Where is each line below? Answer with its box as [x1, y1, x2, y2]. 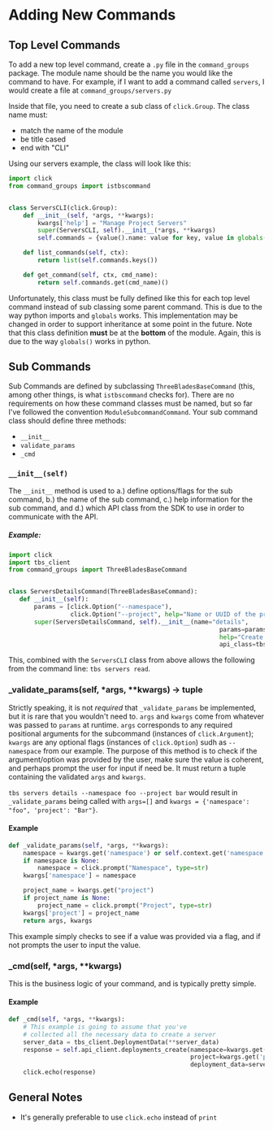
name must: [8, 110, 49, 120]
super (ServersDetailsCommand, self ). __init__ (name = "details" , [33, 618, 249, 626]
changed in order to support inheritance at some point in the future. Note [8, 319, 253, 328]
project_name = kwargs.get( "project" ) [23, 886, 154, 895]
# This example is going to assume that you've [23, 1023, 187, 1031]
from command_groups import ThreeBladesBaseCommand [8, 566, 187, 574]
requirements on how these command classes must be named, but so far [8, 398, 253, 408]
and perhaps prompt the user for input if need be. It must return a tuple [8, 763, 246, 773]
